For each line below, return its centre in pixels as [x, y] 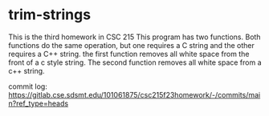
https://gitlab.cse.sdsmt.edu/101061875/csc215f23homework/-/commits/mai [134, 94]
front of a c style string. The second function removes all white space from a [135, 62]
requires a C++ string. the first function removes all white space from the [129, 54]
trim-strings [49, 15]
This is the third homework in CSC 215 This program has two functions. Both [134, 37]
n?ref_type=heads [39, 103]
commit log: [28, 86]
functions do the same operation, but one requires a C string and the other [131, 45]
